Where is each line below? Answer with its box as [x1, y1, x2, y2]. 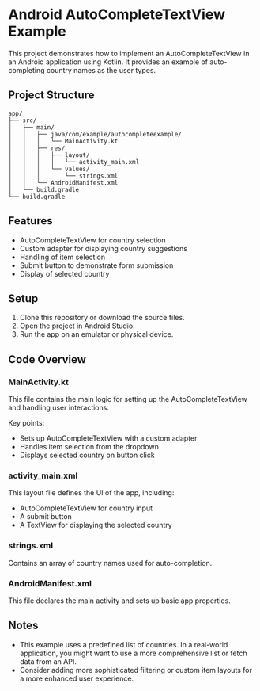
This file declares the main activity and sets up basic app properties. [8, 596, 231, 605]
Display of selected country [19, 269, 110, 278]
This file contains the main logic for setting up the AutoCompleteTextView [8, 395, 247, 404]
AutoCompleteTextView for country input [19, 503, 153, 513]
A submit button [19, 512, 73, 521]
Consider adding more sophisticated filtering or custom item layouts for [19, 665, 253, 674]
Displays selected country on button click [19, 450, 156, 460]
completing [8, 65, 45, 74]
